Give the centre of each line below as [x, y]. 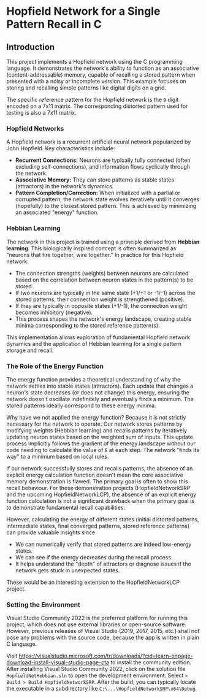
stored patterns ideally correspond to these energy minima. [81, 405]
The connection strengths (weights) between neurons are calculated [102, 273]
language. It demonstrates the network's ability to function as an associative [103, 68]
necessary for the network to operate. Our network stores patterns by [94, 424]
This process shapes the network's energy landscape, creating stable [103, 319]
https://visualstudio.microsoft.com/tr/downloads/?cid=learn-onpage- [106, 656]
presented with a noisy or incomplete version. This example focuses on [97, 81]
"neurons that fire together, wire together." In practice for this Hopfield [95, 255]
